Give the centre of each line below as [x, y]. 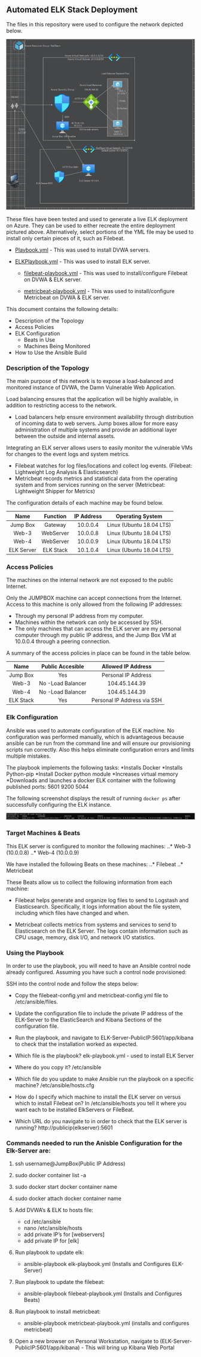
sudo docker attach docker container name [68, 1199]
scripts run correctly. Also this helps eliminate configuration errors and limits [100, 749]
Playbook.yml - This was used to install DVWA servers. [83, 250]
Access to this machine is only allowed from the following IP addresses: [95, 604]
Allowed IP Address [127, 666]
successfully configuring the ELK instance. [59, 804]
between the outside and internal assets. [65, 436]
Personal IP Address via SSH [127, 700]
